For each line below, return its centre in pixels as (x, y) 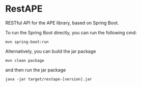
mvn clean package (25, 60)
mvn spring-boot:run (27, 42)
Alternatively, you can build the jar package (51, 51)
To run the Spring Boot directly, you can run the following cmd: (71, 32)
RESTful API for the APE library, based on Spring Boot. (62, 23)
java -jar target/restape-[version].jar (49, 79)
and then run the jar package (36, 70)
